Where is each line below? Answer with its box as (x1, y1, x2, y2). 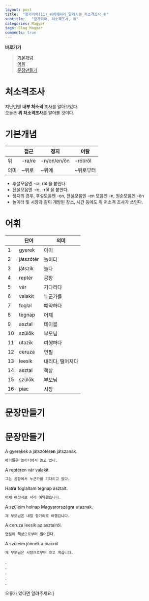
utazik (19, 339, 33, 346)
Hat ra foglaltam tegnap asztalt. (5, 485, 68, 491)
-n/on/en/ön (40, 157, 70, 164)
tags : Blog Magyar (5, 26, 43, 31)
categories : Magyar (5, 21, 45, 26)
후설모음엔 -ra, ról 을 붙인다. (12, 180, 67, 186)
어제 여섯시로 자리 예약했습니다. (5, 495, 61, 500)
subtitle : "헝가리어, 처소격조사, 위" (5, 16, 79, 21)
